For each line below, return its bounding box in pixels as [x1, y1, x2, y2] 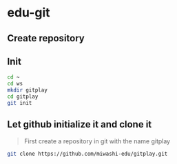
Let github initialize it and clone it [7, 119, 152, 130]
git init [7, 99, 32, 106]
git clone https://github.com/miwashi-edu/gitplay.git [7, 150, 168, 157]
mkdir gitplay [7, 87, 48, 94]
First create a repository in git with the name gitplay [23, 136, 171, 145]
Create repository [7, 32, 85, 44]
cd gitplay [7, 93, 39, 101]
